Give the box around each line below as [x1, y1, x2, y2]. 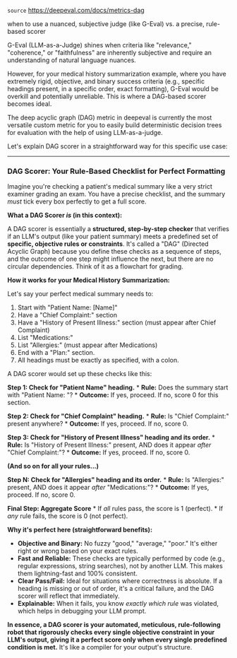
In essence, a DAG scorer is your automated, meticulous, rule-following [7, 621, 221, 629]
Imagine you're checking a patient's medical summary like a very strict [7, 182, 213, 191]
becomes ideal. [7, 100, 52, 108]
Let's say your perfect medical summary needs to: [7, 290, 154, 298]
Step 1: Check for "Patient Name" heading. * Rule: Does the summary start [7, 383, 229, 392]
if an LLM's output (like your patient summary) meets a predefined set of [7, 233, 219, 241]
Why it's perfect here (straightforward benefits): [7, 526, 153, 534]
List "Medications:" [17, 334, 73, 342]
